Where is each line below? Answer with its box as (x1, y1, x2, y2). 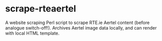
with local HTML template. (5, 30, 60, 36)
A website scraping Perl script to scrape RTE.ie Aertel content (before (5, 19, 150, 25)
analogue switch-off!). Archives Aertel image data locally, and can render (5, 24, 157, 30)
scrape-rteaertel (5, 3, 76, 14)
